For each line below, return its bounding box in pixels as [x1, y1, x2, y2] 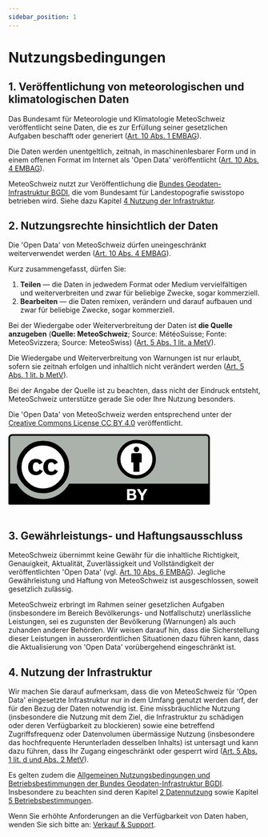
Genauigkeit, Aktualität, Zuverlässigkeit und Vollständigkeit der [8, 559, 214, 568]
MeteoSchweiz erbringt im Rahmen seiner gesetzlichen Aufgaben [8, 600, 225, 610]
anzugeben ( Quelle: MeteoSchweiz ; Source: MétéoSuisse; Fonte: [8, 329, 227, 339]
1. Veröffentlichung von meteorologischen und [8, 80, 245, 94]
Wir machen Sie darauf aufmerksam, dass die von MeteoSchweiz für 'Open [8, 687, 258, 696]
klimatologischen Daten [8, 93, 130, 106]
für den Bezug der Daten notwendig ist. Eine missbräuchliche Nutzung [8, 704, 241, 714]
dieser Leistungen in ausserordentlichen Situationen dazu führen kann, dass [8, 634, 259, 643]
